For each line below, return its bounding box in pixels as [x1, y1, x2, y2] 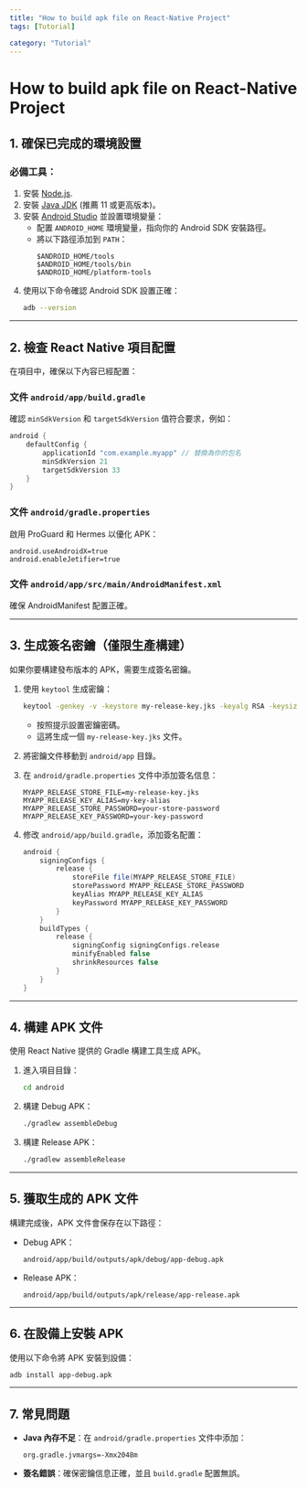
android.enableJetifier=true [9, 554, 121, 563]
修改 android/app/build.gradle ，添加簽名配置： [22, 829, 204, 840]
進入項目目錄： [22, 1065, 79, 1076]
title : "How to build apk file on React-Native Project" [9, 13, 231, 23]
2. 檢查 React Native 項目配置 [9, 339, 176, 355]
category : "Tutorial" [9, 38, 92, 48]
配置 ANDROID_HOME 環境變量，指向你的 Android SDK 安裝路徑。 [36, 222, 271, 233]
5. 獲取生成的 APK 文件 [9, 1191, 139, 1207]
